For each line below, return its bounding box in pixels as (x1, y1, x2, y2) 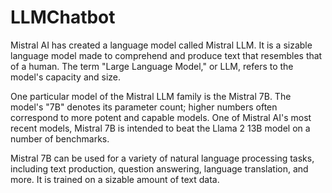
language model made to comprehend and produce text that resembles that (10, 49, 323, 61)
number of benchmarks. (10, 132, 110, 145)
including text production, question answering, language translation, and (10, 162, 309, 175)
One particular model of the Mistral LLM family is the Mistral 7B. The (10, 90, 292, 102)
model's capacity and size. (10, 71, 122, 83)
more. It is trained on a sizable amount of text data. (10, 173, 220, 185)
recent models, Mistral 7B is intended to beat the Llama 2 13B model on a (10, 122, 311, 134)
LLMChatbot (10, 6, 116, 29)
